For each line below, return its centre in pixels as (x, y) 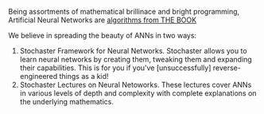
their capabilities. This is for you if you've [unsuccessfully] (115, 68)
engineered (39, 76)
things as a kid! (84, 76)
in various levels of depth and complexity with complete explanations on (138, 93)
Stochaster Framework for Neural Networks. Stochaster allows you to (134, 51)
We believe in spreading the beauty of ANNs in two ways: (103, 35)
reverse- (227, 68)
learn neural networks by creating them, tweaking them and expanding (136, 59)
